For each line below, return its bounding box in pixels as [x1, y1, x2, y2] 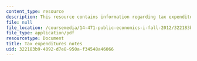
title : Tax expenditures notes [6, 41, 83, 47]
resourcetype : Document [6, 35, 64, 41]
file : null [6, 19, 33, 25]
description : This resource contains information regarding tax [6, 14, 167, 20]
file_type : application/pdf [6, 30, 75, 36]
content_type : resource [6, 8, 64, 15]
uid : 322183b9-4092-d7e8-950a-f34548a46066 [6, 46, 114, 52]
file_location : [6, 24, 43, 31]
